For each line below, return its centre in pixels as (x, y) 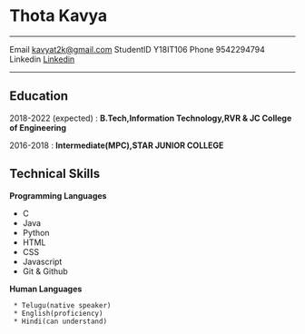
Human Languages (46, 289)
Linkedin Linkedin (42, 59)
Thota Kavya (59, 16)
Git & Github (45, 271)
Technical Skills (55, 174)
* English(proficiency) (58, 313)
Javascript (42, 261)
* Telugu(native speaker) (62, 305)
